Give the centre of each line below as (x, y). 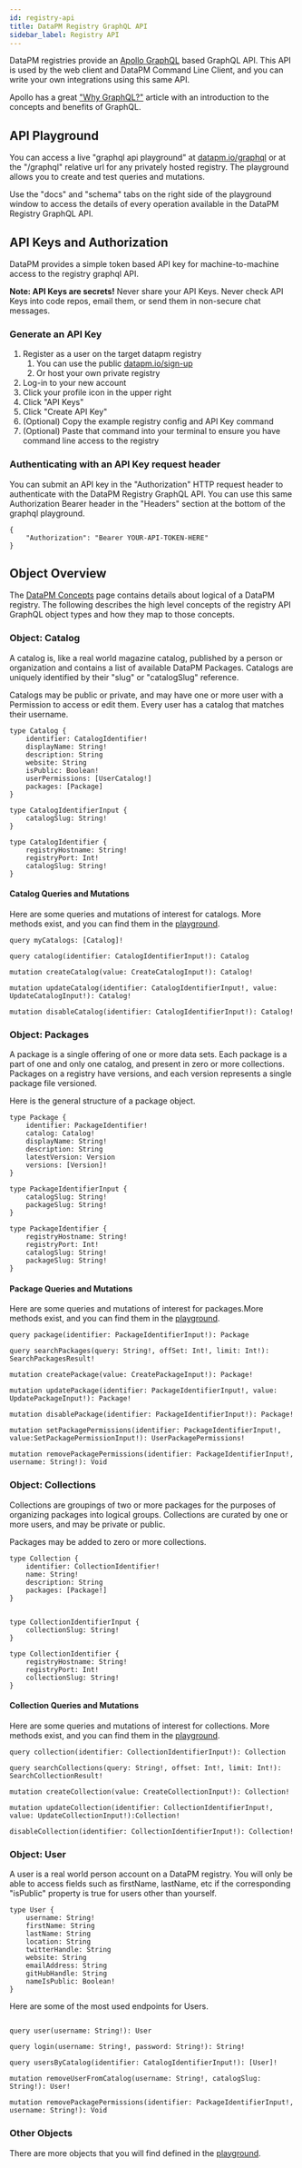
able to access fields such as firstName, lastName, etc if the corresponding (150, 1884)
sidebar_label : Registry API (64, 35)
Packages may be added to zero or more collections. (108, 1541)
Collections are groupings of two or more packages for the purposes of (143, 1505)
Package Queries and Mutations (71, 1288)
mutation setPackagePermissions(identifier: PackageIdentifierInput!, (146, 1430)
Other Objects (41, 2133)
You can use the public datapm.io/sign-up (114, 363)
